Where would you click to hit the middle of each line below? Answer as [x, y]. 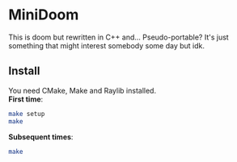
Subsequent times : [41, 137]
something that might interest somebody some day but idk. [106, 45]
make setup [27, 114]
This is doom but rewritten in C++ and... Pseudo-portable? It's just [118, 37]
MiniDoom [44, 15]
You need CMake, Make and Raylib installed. [82, 90]
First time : [26, 99]
